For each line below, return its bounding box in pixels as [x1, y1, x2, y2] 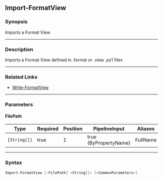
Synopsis [5, 18, 28, 25]
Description [5, 46, 33, 53]
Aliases [137, 125, 155, 132]
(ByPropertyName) [87, 140, 131, 147]
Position [63, 125, 83, 132]
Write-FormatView [12, 85, 49, 90]
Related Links [5, 74, 38, 80]
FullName [135, 136, 157, 143]
